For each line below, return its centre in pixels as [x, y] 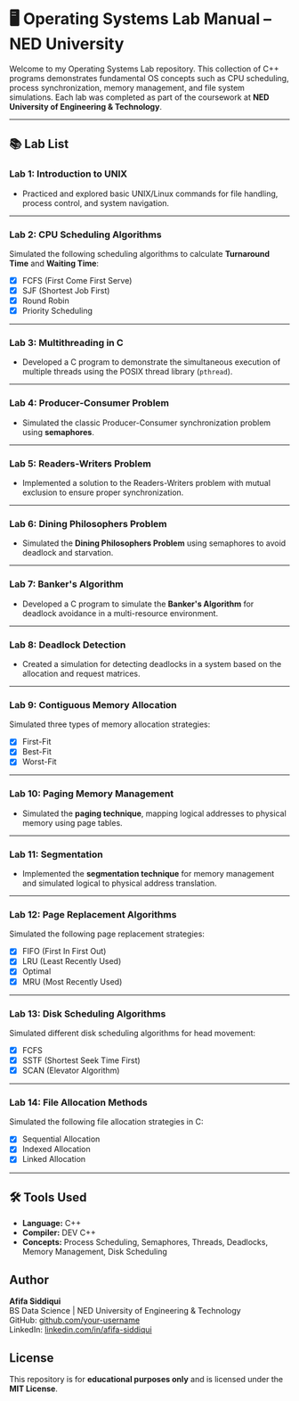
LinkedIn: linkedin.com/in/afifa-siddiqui [81, 1330]
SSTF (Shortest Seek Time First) [81, 1060]
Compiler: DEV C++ [59, 1232]
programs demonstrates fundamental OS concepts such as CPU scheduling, [149, 78]
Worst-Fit [39, 762]
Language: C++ [52, 1224]
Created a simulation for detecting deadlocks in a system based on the [152, 663]
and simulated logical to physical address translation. [119, 883]
